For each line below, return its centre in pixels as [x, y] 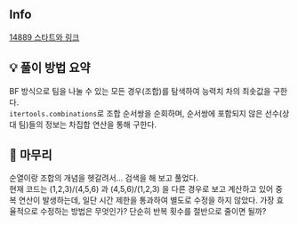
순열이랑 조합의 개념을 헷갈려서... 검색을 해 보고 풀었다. [104, 178]
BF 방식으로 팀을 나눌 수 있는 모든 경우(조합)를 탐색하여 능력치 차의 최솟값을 [140, 91]
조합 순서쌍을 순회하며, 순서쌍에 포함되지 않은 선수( [194, 113]
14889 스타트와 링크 [44, 37]
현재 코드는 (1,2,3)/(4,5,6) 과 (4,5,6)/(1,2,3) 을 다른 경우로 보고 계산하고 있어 [141, 189]
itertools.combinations [53, 114]
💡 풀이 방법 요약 [50, 68]
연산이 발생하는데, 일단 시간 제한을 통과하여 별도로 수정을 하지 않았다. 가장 [146, 200]
